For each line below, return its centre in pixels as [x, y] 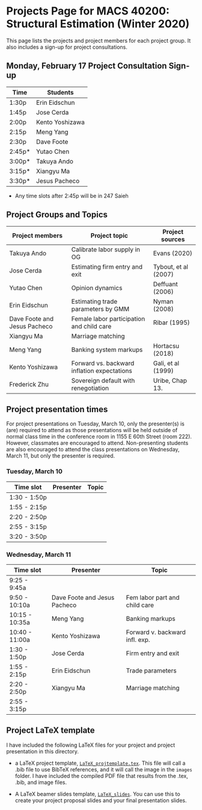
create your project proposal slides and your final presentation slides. [101, 800]
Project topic [109, 235]
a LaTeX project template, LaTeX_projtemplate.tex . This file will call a [100, 763]
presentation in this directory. [43, 751]
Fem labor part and [153, 597]
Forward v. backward [156, 632]
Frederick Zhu [29, 384]
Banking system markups [107, 350]
